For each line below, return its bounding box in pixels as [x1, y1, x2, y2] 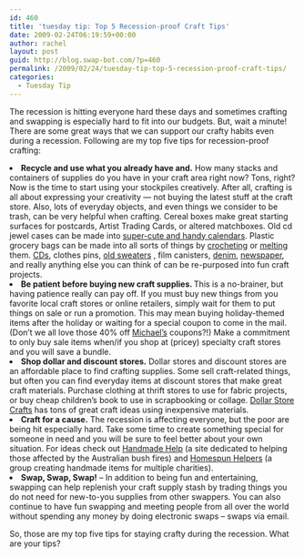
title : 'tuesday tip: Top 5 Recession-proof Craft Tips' [9, 22, 230, 31]
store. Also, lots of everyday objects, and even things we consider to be [9, 201, 279, 212]
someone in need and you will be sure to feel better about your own [9, 433, 263, 444]
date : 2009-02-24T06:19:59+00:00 [9, 30, 137, 39]
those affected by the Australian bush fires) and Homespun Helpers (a [9, 452, 273, 463]
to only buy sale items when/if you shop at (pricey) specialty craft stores [9, 336, 281, 347]
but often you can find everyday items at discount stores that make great [9, 375, 282, 386]
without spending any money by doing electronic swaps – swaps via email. [9, 511, 289, 522]
